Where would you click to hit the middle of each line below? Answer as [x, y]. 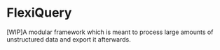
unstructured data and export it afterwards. [69, 39]
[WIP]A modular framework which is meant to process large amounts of [110, 32]
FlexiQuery [39, 13]
